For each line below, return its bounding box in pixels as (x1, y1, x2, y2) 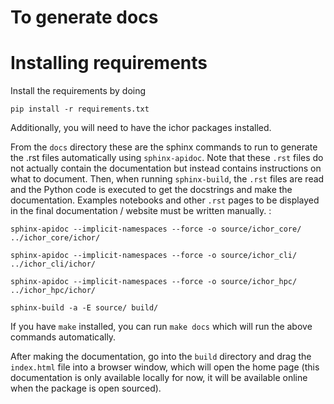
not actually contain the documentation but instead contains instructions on (10, 162, 322, 175)
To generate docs (10, 6, 159, 29)
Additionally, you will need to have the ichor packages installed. (10, 122, 272, 134)
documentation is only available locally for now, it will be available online (10, 372, 308, 384)
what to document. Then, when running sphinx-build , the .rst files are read (10, 173, 325, 185)
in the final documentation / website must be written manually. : (10, 205, 272, 217)
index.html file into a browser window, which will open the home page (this (10, 361, 320, 373)
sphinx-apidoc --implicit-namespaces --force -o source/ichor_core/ (10, 224, 302, 235)
